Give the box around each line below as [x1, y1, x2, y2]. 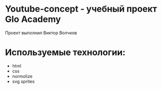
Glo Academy [5, 14, 61, 25]
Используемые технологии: [5, 47, 126, 58]
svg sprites [12, 78, 35, 84]
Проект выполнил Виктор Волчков [5, 30, 77, 36]
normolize [12, 73, 33, 79]
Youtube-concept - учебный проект [5, 3, 158, 15]
